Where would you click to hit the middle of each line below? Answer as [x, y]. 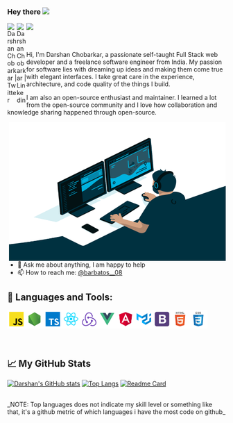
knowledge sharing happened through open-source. [82, 113]
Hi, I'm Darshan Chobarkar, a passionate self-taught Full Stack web [122, 55]
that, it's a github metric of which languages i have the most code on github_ [116, 412]
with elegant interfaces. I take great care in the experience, [111, 77]
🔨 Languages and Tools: [60, 297]
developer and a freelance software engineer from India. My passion [124, 62]
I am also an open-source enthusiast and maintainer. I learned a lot [122, 98]
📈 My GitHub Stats [49, 364]
